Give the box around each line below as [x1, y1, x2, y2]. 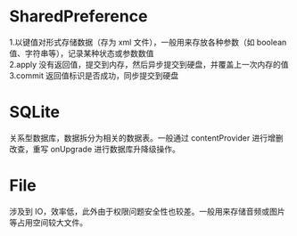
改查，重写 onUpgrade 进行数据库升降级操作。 [9, 143, 180, 154]
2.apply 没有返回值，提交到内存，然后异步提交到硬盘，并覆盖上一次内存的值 [9, 59, 289, 69]
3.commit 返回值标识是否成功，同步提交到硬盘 [9, 69, 179, 81]
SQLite [9, 102, 61, 122]
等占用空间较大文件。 [9, 216, 87, 228]
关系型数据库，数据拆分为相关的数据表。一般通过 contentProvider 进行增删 [9, 132, 284, 143]
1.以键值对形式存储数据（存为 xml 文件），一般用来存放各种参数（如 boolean [9, 37, 287, 47]
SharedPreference [9, 6, 148, 27]
